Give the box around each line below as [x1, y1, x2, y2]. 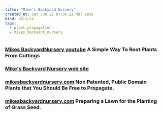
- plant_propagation [9, 25, 52, 30]
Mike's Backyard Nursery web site [5, 65, 89, 72]
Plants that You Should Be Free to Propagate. [5, 84, 115, 91]
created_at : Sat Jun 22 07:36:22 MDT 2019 [5, 12, 94, 17]
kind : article [5, 16, 34, 21]
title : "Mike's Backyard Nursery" [5, 7, 76, 12]
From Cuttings [5, 52, 40, 59]
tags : [5, 21, 16, 26]
